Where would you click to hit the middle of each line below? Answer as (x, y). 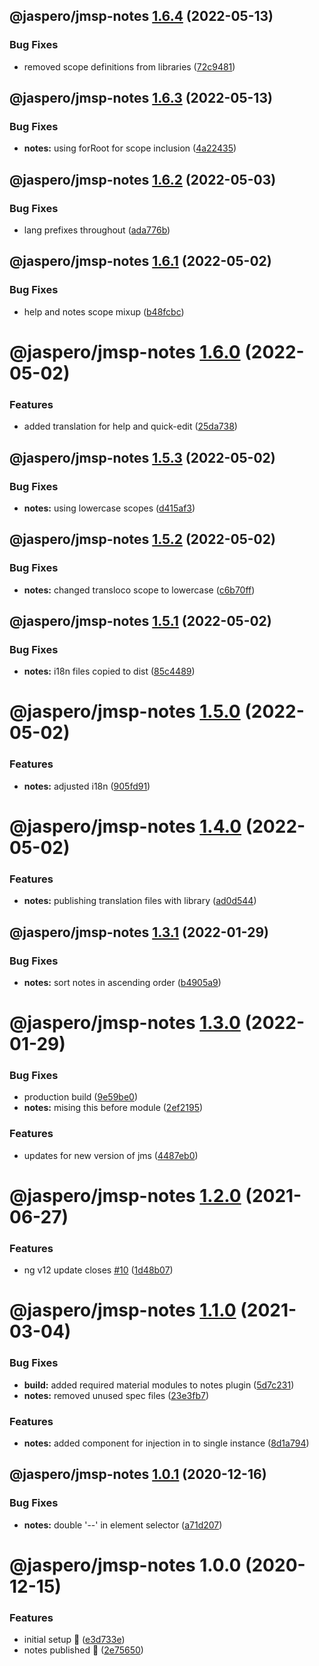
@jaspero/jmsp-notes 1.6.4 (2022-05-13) (141, 16)
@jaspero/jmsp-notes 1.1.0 (123, 1310)
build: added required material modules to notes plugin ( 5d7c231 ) (159, 1385)
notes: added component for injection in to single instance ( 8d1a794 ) (166, 1443)
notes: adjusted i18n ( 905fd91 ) (87, 786)
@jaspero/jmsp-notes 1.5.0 (125, 711)
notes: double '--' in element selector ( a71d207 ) (123, 1525)
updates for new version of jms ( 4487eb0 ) (111, 1155)
